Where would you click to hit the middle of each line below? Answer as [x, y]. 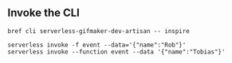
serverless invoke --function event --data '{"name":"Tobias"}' [116, 52]
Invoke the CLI [44, 13]
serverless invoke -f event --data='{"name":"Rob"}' [97, 45]
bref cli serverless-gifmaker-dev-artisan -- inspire [99, 31]
